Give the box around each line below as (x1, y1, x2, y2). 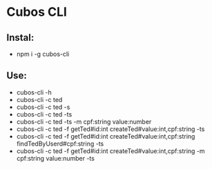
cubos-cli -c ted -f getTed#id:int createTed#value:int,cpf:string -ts (16, 125, 205, 133)
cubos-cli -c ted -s (16, 103, 70, 111)
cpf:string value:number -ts (16, 154, 95, 162)
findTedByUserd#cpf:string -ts (16, 139, 104, 148)
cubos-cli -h (16, 88, 52, 97)
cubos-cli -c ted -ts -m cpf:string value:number (16, 117, 152, 126)
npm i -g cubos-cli (16, 50, 70, 58)
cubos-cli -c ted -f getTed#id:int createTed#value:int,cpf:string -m (16, 146, 205, 155)
